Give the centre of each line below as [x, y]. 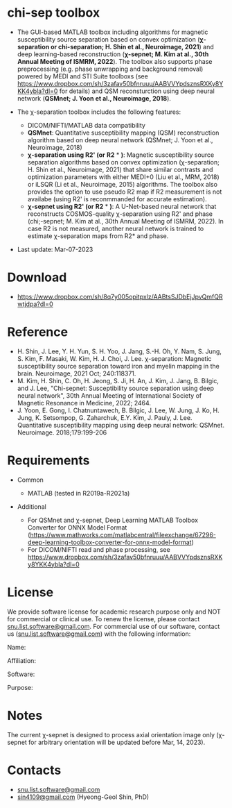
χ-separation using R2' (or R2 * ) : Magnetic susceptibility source [121, 155]
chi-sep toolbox [54, 13]
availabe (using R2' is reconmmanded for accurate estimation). [117, 199]
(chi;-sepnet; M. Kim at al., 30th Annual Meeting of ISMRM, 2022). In [125, 221]
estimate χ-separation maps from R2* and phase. [98, 236]
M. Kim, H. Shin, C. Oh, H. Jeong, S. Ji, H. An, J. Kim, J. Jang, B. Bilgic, [118, 380]
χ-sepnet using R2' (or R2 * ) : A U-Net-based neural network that [122, 206]
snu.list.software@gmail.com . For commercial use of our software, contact [114, 626]
